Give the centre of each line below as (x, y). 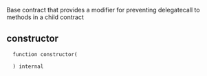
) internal (28, 66)
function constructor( (45, 54)
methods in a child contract (45, 17)
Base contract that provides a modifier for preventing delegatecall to (103, 10)
